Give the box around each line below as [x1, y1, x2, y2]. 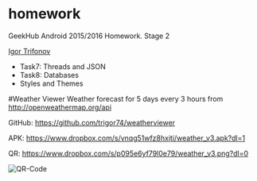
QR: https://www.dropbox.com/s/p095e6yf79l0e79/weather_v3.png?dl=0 [8, 148, 249, 158]
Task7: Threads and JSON [19, 61, 106, 71]
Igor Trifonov [8, 46, 51, 56]
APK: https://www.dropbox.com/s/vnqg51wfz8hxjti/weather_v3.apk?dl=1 [8, 133, 245, 143]
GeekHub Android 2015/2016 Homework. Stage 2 [8, 31, 170, 40]
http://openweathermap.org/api [8, 102, 112, 112]
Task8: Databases [19, 70, 80, 79]
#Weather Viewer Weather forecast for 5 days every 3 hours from [8, 94, 224, 103]
